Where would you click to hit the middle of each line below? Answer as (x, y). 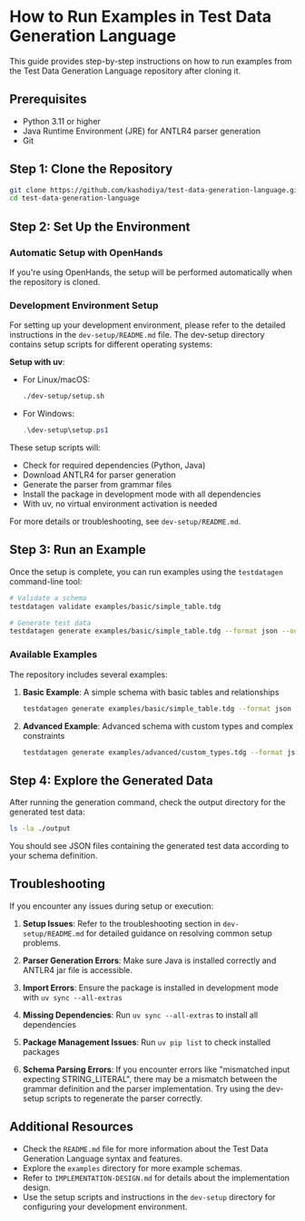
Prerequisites (48, 99)
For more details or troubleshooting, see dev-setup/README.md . (125, 522)
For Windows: (49, 414)
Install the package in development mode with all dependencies (142, 494)
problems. (41, 942)
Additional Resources (71, 1127)
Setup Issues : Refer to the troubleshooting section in (122, 923)
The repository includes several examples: (89, 675)
